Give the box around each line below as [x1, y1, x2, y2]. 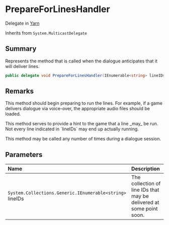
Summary [5, 44, 37, 53]
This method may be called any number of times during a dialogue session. [5, 136, 161, 142]
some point [131, 205, 158, 212]
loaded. [5, 111, 21, 117]
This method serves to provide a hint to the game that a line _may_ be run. [5, 121, 158, 127]
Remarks [5, 87, 34, 96]
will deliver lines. [5, 63, 40, 69]
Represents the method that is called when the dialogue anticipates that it [5, 58, 157, 64]
